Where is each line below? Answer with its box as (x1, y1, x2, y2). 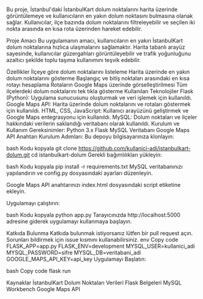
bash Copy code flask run (6, 267, 71, 274)
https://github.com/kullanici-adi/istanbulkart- (78, 145, 191, 152)
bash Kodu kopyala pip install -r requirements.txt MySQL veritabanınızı (6, 163, 183, 170)
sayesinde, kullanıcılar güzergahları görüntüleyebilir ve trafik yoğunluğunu (6, 50, 191, 57)
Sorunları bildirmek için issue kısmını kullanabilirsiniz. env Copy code (6, 236, 179, 243)
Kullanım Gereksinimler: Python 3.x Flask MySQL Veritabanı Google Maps (6, 127, 190, 133)
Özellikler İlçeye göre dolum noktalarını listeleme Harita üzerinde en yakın (6, 68, 190, 76)
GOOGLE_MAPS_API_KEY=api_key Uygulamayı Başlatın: (6, 256, 146, 262)
